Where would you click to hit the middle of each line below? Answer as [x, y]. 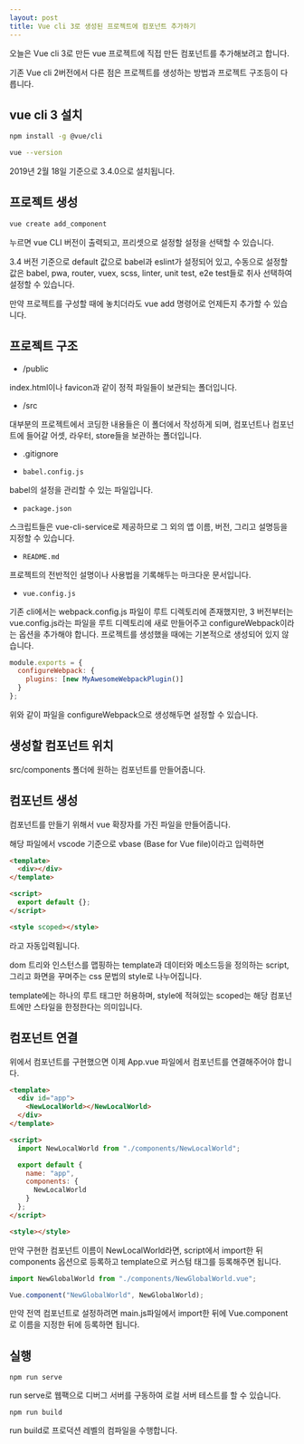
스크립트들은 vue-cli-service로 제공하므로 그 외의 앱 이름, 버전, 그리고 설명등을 [148, 526]
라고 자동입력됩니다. [44, 945]
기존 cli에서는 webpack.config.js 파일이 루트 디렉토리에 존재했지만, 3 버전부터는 [152, 611]
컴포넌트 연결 [44, 1038]
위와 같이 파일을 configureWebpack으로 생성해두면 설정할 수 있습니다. [134, 714]
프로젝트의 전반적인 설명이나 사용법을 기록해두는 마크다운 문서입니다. [130, 574]
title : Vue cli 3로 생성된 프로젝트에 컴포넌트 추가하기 [103, 26]
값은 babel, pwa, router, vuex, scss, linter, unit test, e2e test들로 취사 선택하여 [151, 273]
